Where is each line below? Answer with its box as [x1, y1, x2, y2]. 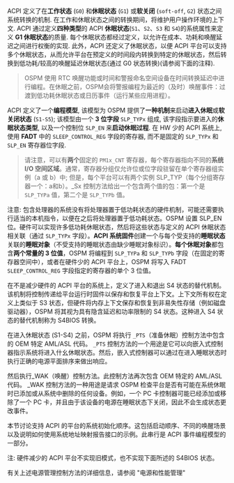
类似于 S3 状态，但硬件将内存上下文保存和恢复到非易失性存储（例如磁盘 [19, 299, 226, 307]
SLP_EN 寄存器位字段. [7, 141, 66, 149]
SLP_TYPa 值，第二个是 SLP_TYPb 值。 [24, 191, 129, 199]
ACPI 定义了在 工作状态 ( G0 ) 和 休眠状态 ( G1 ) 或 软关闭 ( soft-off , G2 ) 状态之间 [7, 7, 222, 15]
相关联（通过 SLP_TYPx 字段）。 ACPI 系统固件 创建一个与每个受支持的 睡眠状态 [7, 231, 226, 240]
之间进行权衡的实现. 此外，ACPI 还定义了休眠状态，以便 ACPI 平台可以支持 [13, 42, 227, 49]
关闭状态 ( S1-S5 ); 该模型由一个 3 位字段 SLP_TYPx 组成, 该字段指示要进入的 [7, 115, 218, 123]
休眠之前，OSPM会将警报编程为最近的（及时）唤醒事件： [54, 83, 220, 91]
